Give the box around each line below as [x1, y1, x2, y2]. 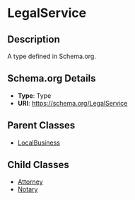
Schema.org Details [7, 72, 97, 84]
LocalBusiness [17, 138, 60, 147]
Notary [17, 185, 38, 194]
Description [7, 33, 60, 45]
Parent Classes [7, 119, 76, 132]
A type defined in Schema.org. [7, 52, 97, 60]
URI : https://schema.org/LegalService [17, 99, 128, 107]
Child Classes [7, 159, 69, 171]
